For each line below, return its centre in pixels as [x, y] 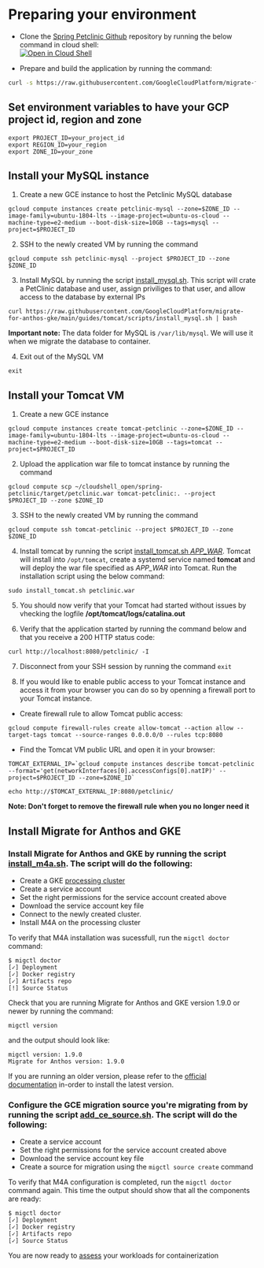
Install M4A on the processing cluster [80, 922]
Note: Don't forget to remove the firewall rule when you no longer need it [129, 806]
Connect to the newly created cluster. [80, 914]
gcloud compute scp [40, 487]
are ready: [25, 1199]
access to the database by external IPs [82, 297]
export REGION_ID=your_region [58, 145]
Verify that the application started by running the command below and [133, 629]
